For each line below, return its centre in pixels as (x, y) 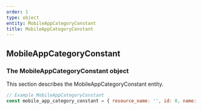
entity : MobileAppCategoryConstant (51, 23)
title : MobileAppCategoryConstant (50, 29)
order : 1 (17, 12)
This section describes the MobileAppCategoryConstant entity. (85, 84)
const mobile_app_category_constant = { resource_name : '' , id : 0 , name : (102, 101)
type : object (23, 18)
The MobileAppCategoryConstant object (68, 70)
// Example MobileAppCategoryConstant (55, 95)
